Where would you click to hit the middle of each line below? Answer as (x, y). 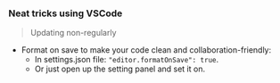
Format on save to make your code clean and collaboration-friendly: (146, 50)
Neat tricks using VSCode (66, 13)
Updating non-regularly (73, 33)
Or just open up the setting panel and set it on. (120, 69)
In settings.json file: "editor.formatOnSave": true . (127, 60)
